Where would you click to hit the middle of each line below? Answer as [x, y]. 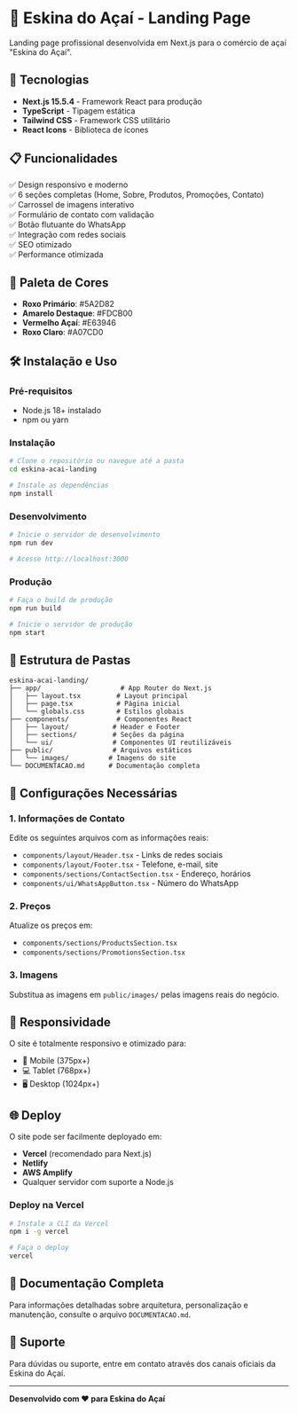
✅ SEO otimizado [41, 244]
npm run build [35, 608]
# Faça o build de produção [61, 601]
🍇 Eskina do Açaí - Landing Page [130, 18]
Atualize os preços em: [51, 925]
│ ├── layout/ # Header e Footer [94, 727]
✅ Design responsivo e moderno [69, 184]
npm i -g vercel [39, 1232]
